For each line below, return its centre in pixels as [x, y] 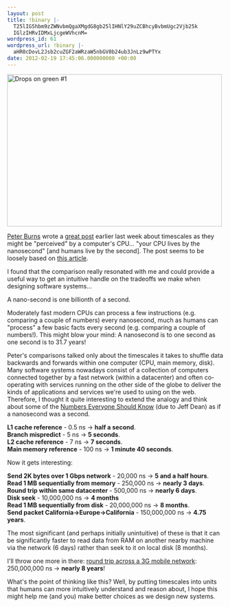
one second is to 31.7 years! [47, 342]
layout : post [26, 13]
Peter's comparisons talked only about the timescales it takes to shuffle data [115, 355]
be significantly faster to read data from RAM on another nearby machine [111, 540]
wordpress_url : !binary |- [46, 45]
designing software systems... [50, 286]
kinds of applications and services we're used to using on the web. [102, 392]
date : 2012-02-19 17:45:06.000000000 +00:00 [72, 58]
